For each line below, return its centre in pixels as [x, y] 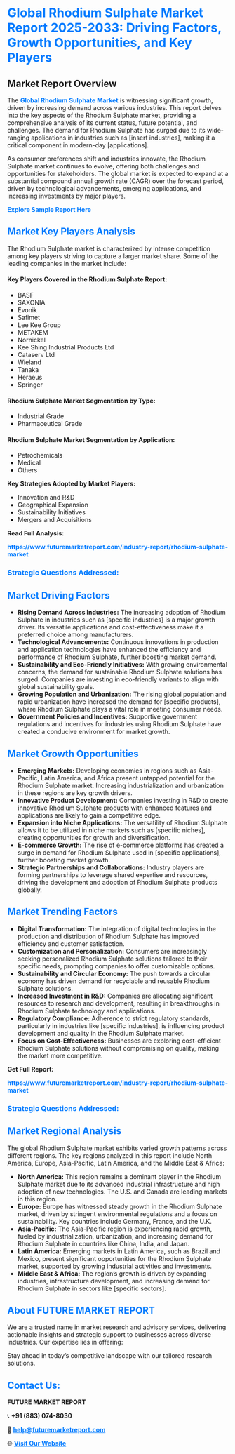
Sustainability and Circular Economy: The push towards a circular [114, 973]
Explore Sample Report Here [49, 209]
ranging [19, 138]
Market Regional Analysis [65, 1131]
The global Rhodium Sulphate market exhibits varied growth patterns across [117, 1148]
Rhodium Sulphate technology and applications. [87, 1011]
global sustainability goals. [56, 687]
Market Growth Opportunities [73, 753]
